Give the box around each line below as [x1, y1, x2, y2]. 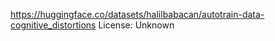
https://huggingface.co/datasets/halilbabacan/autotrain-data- [10, 9, 265, 20]
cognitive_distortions [10, 19, 97, 31]
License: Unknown [98, 19, 175, 31]
